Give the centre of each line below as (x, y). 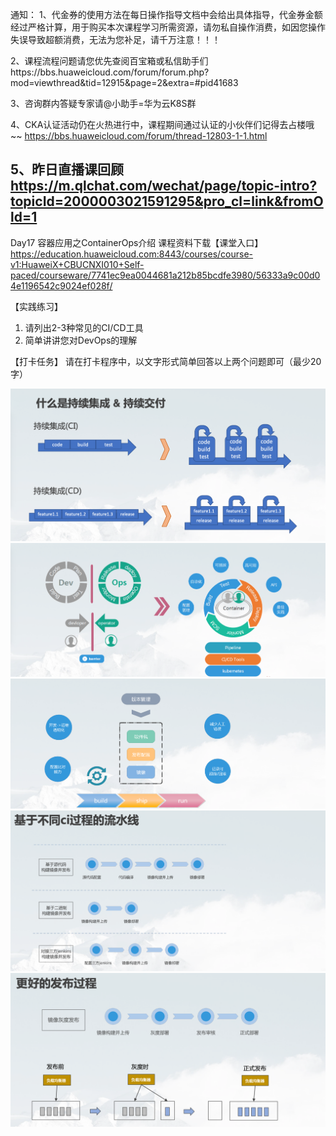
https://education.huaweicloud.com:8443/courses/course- (132, 254)
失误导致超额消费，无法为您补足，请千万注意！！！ (115, 39)
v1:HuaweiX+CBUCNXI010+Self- (77, 264)
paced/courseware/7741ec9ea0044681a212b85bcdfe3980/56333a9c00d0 (165, 275)
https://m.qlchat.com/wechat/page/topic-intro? (164, 186)
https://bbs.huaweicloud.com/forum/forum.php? (110, 72)
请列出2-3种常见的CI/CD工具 (84, 327)
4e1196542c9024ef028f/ (61, 285)
